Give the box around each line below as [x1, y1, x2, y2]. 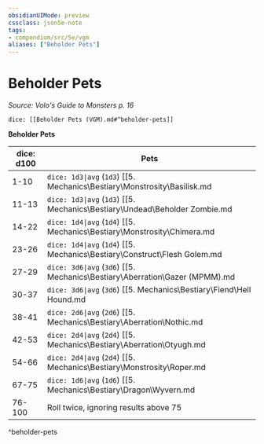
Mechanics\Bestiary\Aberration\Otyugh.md [46, 339, 206, 350]
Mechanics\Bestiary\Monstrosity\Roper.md [46, 362, 207, 373]
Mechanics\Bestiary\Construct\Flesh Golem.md [46, 249, 222, 260]
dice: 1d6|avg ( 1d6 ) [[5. [46, 375, 136, 386]
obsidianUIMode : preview [8, 11, 90, 20]
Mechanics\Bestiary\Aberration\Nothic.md [46, 317, 203, 328]
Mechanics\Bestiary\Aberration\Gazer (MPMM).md [46, 272, 236, 283]
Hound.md [46, 294, 86, 305]
